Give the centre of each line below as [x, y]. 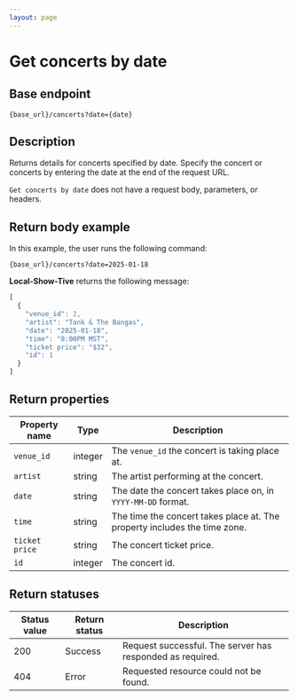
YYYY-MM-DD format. [150, 501]
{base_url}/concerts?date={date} [71, 115]
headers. [25, 199]
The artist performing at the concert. [187, 476]
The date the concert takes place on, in [193, 490]
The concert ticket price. [163, 545]
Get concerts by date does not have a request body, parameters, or [134, 190]
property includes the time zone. [179, 527]
